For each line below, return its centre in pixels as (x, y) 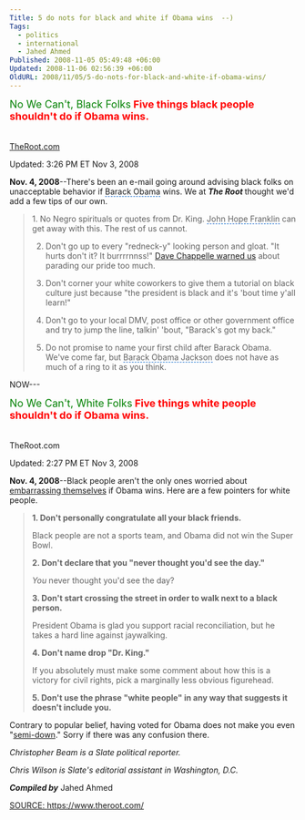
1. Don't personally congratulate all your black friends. (137, 518)
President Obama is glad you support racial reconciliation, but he (153, 625)
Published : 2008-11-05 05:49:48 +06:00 (85, 60)
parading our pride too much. (100, 265)
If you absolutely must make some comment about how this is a (151, 670)
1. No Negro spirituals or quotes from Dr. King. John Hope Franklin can (164, 219)
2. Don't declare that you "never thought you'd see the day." (148, 562)
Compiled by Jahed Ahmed (61, 787)
